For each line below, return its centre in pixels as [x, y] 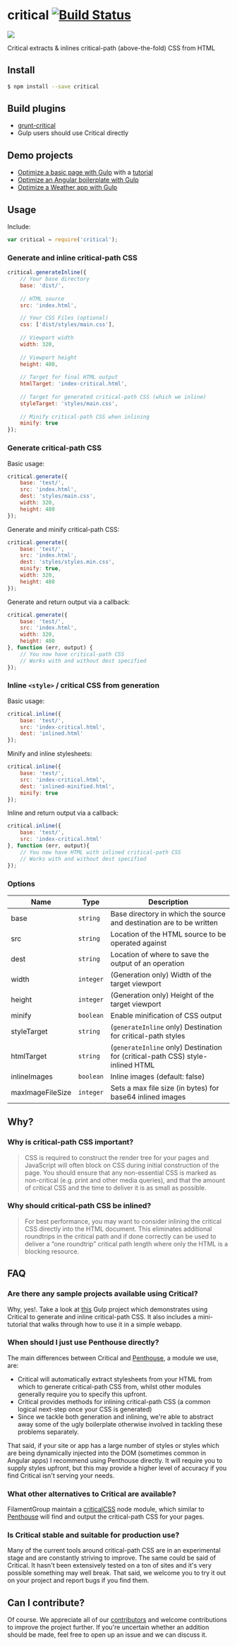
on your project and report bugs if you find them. [78, 1580]
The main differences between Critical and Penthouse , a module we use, [113, 1357]
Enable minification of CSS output [166, 1015]
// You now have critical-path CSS [72, 654]
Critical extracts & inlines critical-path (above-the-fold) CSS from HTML [111, 48]
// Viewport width [47, 338]
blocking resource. [52, 1251]
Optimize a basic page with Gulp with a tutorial [85, 173]
